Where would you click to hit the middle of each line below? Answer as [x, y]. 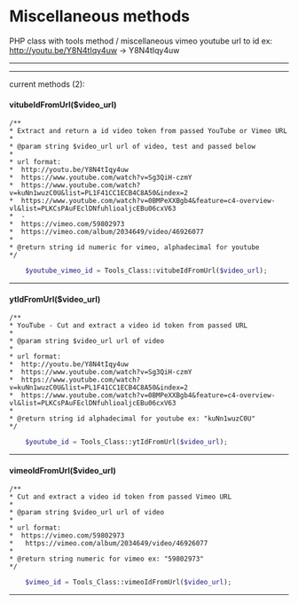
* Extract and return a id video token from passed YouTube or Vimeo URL [149, 131]
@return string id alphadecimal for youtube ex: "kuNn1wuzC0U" [136, 419]
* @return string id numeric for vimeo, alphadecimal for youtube [134, 247]
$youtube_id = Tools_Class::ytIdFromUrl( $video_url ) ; [126, 442]
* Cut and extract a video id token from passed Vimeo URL [121, 497]
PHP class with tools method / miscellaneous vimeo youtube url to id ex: [141, 41]
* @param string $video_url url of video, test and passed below [132, 147]
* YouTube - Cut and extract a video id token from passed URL [129, 326]
